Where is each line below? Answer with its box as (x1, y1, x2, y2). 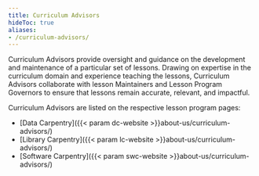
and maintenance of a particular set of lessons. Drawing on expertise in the (8, 63, 251, 73)
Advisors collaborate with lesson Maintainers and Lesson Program (8, 80, 222, 89)
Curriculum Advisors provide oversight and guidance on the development (8, 55, 246, 64)
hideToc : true (8, 19, 55, 27)
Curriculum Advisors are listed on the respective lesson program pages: (8, 103, 241, 113)
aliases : (8, 26, 37, 34)
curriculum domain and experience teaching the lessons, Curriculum (8, 71, 230, 81)
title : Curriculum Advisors (8, 11, 100, 20)
